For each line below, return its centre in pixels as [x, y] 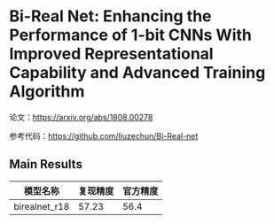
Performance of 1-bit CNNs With [131, 35]
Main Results [46, 164]
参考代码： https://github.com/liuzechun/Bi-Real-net [104, 135]
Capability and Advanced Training [137, 73]
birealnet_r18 [42, 206]
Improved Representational [112, 54]
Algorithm [47, 92]
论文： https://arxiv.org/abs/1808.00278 [81, 117]
